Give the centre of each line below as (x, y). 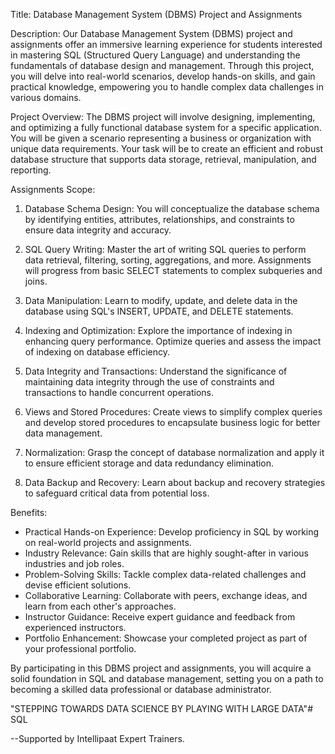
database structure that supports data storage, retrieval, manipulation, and (163, 159)
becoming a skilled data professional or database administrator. (141, 689)
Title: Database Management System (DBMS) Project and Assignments (156, 14)
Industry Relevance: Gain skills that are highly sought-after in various (166, 553)
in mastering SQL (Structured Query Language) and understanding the (155, 55)
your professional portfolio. (80, 648)
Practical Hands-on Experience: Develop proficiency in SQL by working (172, 532)
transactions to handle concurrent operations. (119, 392)
